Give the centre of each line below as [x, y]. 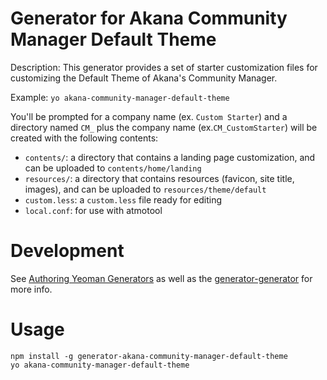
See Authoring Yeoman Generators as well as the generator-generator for [161, 278]
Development [67, 251]
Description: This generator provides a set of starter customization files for [164, 67]
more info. [31, 289]
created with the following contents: [84, 138]
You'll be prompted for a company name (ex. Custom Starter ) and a [149, 116]
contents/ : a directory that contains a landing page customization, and [170, 157]
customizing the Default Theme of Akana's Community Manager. [144, 78]
